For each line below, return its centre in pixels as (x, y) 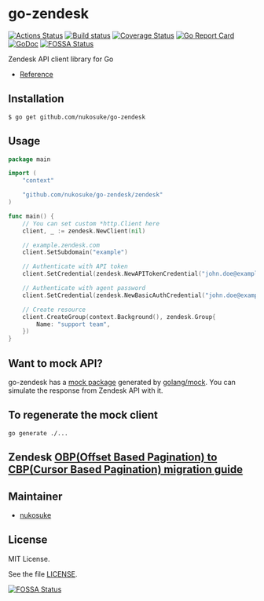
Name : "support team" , (73, 324)
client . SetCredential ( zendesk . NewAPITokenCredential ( (112, 274)
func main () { (31, 216)
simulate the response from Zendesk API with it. (86, 390)
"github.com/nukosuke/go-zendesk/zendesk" (93, 195)
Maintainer (35, 496)
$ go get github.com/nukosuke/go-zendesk (77, 117)
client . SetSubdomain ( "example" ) (75, 252)
